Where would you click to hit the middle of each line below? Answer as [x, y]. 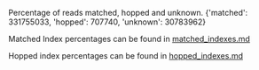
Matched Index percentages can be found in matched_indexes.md [129, 39]
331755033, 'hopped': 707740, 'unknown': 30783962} [107, 22]
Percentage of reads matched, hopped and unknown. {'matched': [128, 13]
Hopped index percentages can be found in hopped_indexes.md [126, 56]
